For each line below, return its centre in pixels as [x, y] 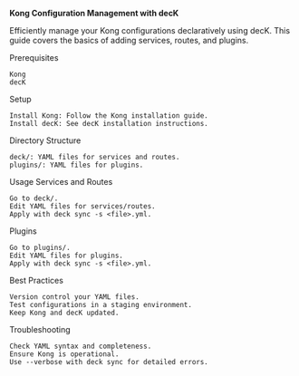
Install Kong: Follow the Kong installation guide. [109, 116]
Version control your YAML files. [75, 297]
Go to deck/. [34, 198]
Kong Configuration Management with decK [94, 13]
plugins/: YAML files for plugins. [77, 165]
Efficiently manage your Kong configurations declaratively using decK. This [150, 30]
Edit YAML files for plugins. [67, 255]
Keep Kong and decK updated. [64, 313]
